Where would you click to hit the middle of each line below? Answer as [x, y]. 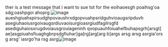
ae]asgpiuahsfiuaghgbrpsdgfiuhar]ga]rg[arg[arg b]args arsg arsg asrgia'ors [84, 34]
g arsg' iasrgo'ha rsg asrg [32, 39]
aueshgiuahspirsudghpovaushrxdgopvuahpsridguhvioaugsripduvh [74, 18]
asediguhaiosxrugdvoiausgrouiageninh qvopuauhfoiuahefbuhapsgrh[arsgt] [83, 28]
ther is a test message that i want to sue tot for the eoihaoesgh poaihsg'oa [82, 7]
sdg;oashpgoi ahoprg [27, 12]
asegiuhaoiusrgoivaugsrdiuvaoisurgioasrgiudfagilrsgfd [62, 23]
